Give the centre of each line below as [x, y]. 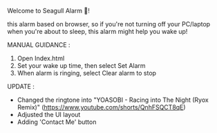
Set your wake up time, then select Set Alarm [82, 65]
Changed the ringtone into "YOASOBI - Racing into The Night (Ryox [113, 100]
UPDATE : [21, 86]
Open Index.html [41, 58]
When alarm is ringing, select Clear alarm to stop [87, 73]
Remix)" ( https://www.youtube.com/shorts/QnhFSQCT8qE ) [101, 107]
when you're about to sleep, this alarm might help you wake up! [97, 32]
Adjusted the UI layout [49, 115]
